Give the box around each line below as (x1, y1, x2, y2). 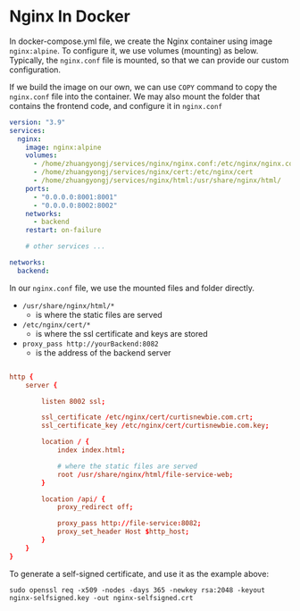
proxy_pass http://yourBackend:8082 (21, 339, 159, 348)
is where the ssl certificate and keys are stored (35, 328, 208, 339)
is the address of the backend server (35, 347, 171, 358)
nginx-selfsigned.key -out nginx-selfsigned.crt (9, 593, 194, 602)
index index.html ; (56, 446, 126, 455)
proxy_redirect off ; (56, 503, 134, 512)
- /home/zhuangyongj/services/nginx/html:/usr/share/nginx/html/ (32, 176, 281, 185)
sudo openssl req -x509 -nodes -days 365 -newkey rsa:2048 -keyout (9, 585, 266, 595)
